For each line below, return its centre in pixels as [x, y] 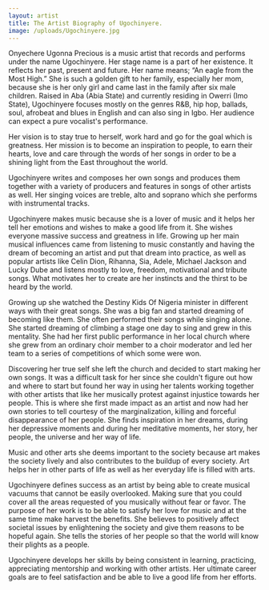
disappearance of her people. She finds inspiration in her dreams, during [128, 420]
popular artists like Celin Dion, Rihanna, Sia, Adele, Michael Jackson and [127, 262]
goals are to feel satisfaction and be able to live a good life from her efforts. [132, 577]
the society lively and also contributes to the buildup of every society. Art [129, 461]
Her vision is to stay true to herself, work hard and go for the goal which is [130, 137]
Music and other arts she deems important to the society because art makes [134, 452]
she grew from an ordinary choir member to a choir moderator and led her [130, 345]
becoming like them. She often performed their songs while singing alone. [130, 319]
